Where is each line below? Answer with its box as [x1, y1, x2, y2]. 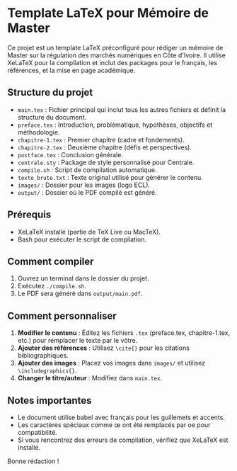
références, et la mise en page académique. [7, 66, 136, 74]
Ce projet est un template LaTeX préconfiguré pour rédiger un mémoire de [7, 43, 224, 52]
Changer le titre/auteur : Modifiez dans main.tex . [17, 374, 163, 382]
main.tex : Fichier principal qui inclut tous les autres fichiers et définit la [17, 105, 226, 114]
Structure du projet [7, 86, 93, 98]
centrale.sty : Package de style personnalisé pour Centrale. [17, 158, 195, 166]
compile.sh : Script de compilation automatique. [17, 165, 157, 174]
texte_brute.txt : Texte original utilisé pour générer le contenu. [17, 173, 203, 181]
